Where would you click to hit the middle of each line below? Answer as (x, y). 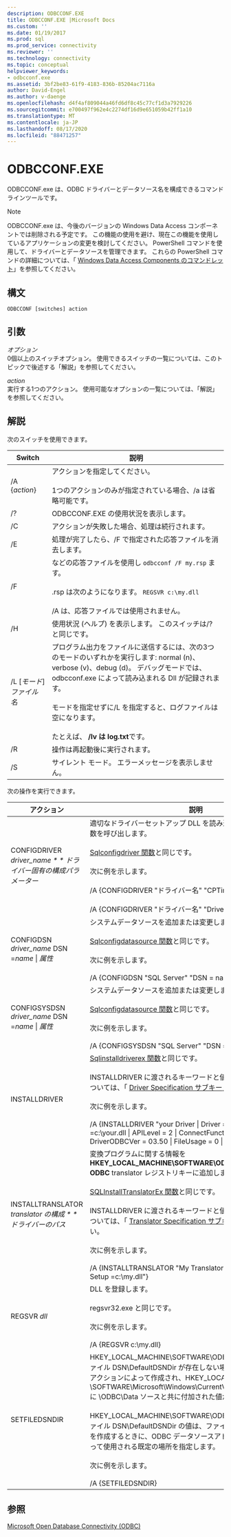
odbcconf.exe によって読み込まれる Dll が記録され (132, 678)
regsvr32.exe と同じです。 (132, 1308)
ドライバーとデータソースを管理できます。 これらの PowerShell (120, 251)
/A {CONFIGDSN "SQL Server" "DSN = (152, 978)
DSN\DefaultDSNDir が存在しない (166, 1367)
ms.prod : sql (26, 39)
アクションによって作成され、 (137, 1377)
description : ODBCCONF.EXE (46, 13)
